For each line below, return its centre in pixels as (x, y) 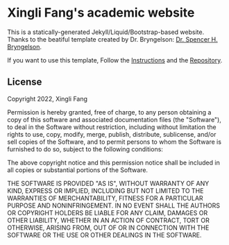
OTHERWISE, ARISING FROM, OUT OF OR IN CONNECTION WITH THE (108, 228)
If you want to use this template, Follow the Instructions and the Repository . (115, 60)
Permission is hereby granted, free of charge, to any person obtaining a (109, 112)
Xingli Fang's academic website (101, 13)
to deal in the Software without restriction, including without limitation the (112, 127)
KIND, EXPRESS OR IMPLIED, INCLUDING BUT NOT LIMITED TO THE (105, 191)
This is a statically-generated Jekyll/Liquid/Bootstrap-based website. (106, 32)
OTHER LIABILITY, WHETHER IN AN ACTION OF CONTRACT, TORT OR (108, 220)
